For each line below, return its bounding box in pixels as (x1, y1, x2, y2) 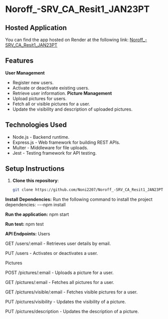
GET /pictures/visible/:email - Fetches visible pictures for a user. (5, 289, 138, 295)
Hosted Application (5, 24, 67, 32)
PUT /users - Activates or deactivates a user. (5, 250, 98, 256)
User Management (5, 70, 45, 76)
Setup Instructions (5, 164, 65, 173)
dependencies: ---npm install (5, 202, 66, 208)
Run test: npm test (5, 221, 44, 227)
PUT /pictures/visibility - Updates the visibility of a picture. (5, 299, 126, 305)
